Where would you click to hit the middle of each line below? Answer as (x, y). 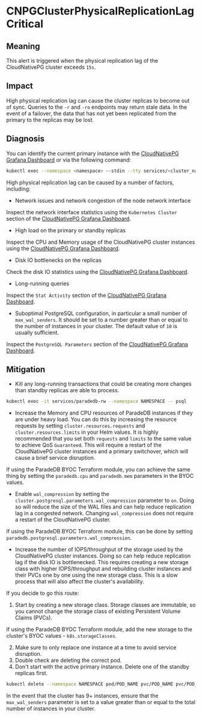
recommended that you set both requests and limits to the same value (103, 439)
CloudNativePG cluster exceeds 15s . (51, 67)
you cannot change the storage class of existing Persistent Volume (98, 611)
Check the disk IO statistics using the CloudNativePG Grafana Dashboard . (98, 272)
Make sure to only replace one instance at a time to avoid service (96, 647)
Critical (25, 24)
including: (19, 189)
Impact (20, 86)
